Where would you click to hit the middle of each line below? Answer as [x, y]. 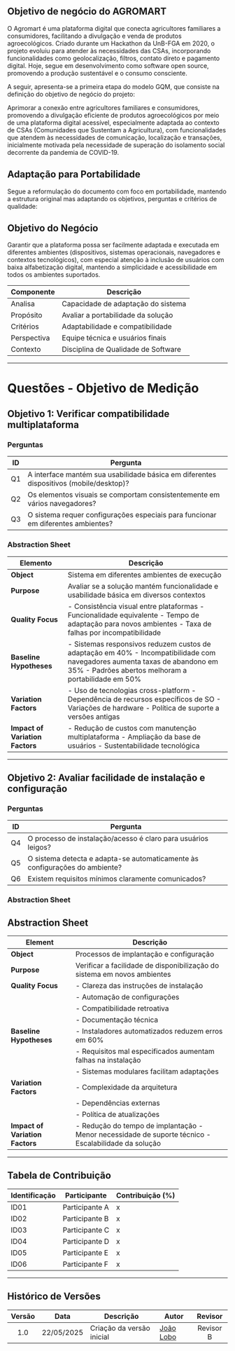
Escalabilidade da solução [119, 1144]
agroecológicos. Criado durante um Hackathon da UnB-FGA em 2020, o [111, 43]
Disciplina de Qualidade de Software [122, 350]
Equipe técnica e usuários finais [114, 338]
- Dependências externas [118, 1103]
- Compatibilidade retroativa [122, 1008]
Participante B [86, 1219]
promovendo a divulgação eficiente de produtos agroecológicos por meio [113, 115]
